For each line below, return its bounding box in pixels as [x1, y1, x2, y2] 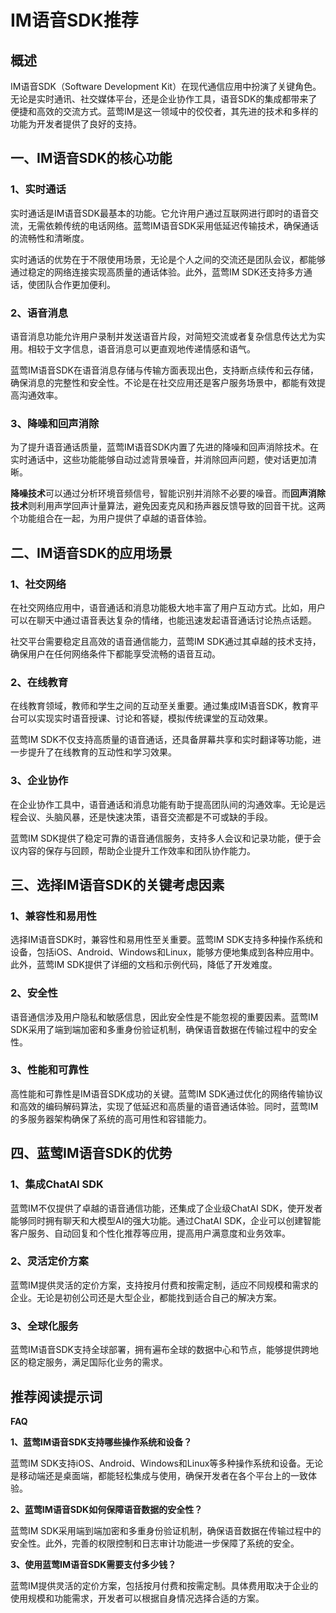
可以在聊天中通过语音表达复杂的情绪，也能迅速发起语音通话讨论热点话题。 [10, 614, 317, 626]
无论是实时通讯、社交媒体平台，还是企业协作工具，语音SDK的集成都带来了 [10, 93, 318, 105]
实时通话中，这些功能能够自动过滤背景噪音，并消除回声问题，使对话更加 [10, 454, 308, 466]
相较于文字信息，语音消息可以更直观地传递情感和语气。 [27, 342, 256, 355]
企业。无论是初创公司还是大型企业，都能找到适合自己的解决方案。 [10, 1291, 282, 1303]
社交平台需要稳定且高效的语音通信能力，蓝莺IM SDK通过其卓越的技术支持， [10, 635, 322, 647]
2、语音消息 [10, 306, 69, 320]
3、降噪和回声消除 [10, 416, 100, 430]
